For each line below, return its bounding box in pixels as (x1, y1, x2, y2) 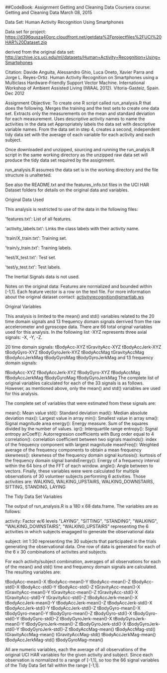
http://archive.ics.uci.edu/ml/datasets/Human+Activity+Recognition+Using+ (5, 54, 161, 60)
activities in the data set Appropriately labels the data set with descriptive (5, 121, 156, 127)
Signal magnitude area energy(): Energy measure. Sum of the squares (5, 420, 148, 426)
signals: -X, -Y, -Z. (5, 334, 43, 340)
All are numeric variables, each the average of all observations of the (5, 647, 147, 652)
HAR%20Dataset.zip (5, 39, 47, 45)
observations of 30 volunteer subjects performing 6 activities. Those (5, 474, 146, 479)
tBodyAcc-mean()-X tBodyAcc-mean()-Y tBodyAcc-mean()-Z (5, 579, 131, 584)
